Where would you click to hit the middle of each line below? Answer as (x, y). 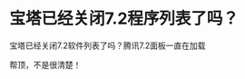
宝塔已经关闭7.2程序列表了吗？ (124, 19)
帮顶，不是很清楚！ (45, 64)
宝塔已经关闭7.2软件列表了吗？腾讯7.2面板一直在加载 (108, 45)
